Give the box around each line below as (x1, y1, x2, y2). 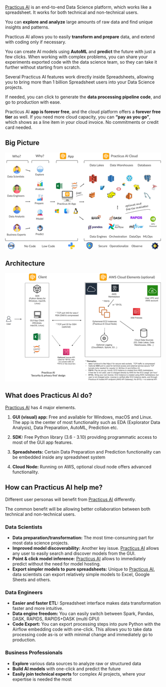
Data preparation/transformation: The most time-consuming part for (12, 534, 154, 540)
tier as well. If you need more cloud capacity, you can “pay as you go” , (5, 114, 151, 120)
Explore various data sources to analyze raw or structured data (12, 660, 142, 666)
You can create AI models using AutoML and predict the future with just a (5, 49, 156, 54)
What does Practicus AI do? (5, 391, 92, 400)
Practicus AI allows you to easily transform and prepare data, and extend (5, 34, 155, 39)
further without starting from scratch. (5, 64, 81, 70)
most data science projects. (12, 540, 69, 546)
